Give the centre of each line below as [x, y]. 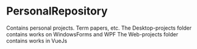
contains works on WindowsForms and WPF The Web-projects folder [92, 34]
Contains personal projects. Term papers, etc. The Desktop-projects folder [99, 28]
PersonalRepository [57, 11]
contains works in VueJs [37, 41]
